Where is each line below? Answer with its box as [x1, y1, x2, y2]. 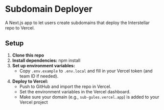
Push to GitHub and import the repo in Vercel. [19, 83, 112, 89]
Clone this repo [12, 52, 44, 58]
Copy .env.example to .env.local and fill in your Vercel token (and [19, 68, 153, 74]
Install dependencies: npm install [12, 57, 81, 63]
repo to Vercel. [5, 25, 35, 30]
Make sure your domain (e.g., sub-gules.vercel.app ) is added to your [19, 94, 160, 100]
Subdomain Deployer [5, 3, 93, 15]
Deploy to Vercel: [12, 78, 48, 84]
